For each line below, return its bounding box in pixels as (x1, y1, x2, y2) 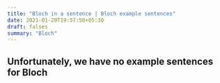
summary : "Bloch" (7, 29, 58, 37)
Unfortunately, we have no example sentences (7, 55, 214, 67)
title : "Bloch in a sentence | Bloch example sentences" (7, 10, 176, 17)
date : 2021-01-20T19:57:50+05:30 (7, 17, 104, 24)
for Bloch (7, 66, 48, 78)
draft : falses (7, 23, 49, 30)
